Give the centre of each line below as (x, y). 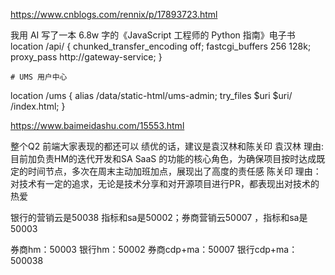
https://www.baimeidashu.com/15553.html (97, 125)
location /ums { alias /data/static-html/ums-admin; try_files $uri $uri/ (151, 95)
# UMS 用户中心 (39, 77)
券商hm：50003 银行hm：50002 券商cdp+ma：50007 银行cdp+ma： (154, 249)
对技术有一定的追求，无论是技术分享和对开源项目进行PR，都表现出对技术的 (165, 183)
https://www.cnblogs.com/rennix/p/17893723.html (114, 14)
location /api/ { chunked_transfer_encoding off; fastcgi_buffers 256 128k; (161, 46)
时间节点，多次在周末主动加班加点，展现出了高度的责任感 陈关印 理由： (174, 171)
